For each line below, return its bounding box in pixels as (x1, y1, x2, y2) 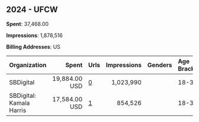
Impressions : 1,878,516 (6, 32, 63, 39)
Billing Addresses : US (6, 43, 61, 50)
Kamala (9, 98, 30, 107)
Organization (9, 61, 47, 69)
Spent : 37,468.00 (6, 20, 49, 27)
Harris (9, 106, 27, 114)
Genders (147, 61, 172, 69)
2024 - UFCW (6, 5, 58, 15)
